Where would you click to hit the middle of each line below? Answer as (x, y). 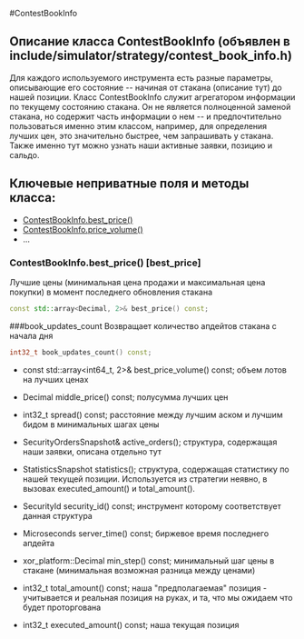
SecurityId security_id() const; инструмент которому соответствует (152, 506)
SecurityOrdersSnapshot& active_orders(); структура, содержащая (150, 442)
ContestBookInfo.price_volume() (83, 229)
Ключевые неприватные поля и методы (129, 184)
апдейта (39, 543)
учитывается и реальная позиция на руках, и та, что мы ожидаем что (157, 597)
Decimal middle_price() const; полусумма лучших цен (125, 397)
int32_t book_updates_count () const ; (81, 352)
